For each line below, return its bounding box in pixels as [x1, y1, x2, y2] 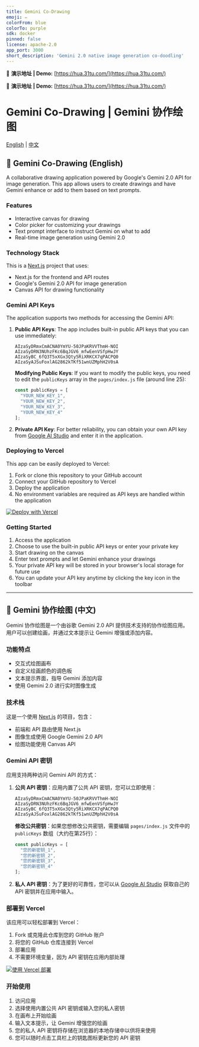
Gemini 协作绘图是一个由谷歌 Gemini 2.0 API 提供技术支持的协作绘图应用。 [6, 622, 188, 629]
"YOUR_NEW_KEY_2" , [20, 398, 66, 405]
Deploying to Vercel [6, 447, 64, 455]
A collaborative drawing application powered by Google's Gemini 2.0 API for [6, 174, 192, 181]
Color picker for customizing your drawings [14, 221, 121, 228]
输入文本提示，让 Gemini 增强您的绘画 [14, 1019, 108, 1026]
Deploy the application [14, 484, 70, 491]
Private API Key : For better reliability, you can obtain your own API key [14, 425, 187, 433]
